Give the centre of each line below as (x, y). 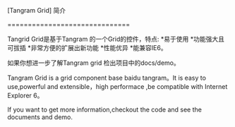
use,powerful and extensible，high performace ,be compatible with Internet (117, 86)
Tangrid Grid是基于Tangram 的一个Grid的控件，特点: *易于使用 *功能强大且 (116, 39)
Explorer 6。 (25, 95)
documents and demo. (40, 117)
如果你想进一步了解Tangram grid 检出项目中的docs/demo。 (94, 63)
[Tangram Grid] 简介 (37, 10)
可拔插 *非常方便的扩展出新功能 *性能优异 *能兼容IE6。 (87, 48)
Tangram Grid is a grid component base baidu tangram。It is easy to (107, 78)
